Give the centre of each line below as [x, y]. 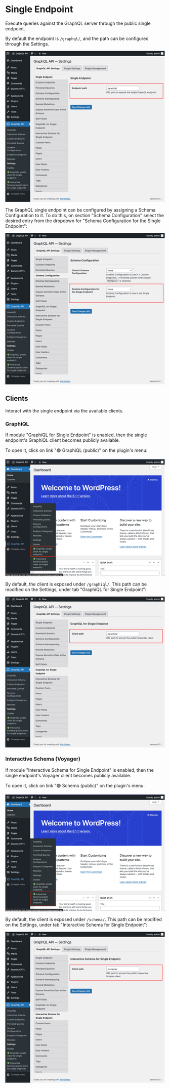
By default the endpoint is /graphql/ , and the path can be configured [77, 38]
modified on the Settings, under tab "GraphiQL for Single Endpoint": [76, 590]
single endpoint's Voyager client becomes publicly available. [68, 775]
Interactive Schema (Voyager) [43, 759]
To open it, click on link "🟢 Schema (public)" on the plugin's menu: [75, 785]
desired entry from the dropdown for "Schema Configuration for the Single [83, 221]
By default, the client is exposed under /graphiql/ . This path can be [76, 584]
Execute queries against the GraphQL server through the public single [78, 23]
